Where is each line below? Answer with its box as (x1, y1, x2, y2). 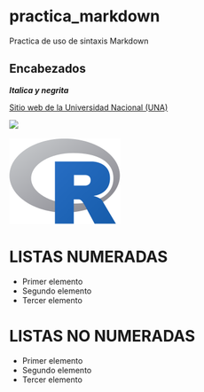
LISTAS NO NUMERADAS (9, 325, 196, 346)
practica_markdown (9, 6, 161, 27)
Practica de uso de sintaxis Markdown (9, 35, 149, 46)
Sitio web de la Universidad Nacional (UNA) (9, 102, 169, 113)
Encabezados (9, 61, 87, 76)
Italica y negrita (9, 84, 69, 95)
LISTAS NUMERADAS (9, 247, 169, 267)
